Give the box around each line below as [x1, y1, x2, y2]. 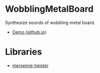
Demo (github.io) [12, 29, 47, 35]
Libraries [5, 47, 42, 57]
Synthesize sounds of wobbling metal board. [5, 20, 96, 25]
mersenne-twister [12, 62, 49, 68]
